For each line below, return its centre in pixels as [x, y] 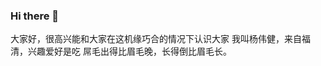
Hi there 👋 [35, 16]
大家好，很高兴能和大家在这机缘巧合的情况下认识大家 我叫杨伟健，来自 [156, 39]
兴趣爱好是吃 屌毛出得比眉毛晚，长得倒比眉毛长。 [129, 51]
